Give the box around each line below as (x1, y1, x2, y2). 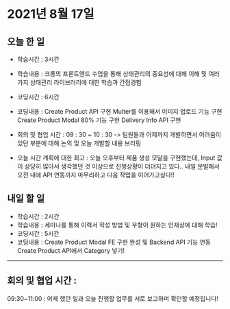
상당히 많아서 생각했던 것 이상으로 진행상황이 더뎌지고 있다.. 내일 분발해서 (24, 162, 220, 170)
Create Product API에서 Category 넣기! (16, 246, 125, 254)
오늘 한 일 (7, 36, 45, 47)
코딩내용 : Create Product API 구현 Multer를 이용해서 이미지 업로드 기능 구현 (16, 108, 222, 115)
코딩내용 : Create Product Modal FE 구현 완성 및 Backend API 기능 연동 (16, 238, 211, 246)
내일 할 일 (7, 193, 45, 204)
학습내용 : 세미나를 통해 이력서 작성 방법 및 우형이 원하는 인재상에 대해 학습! (16, 221, 218, 229)
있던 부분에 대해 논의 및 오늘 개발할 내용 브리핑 (16, 139, 142, 147)
